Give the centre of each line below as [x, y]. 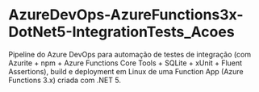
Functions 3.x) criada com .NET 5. [65, 80]
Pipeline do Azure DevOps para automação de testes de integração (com [130, 54]
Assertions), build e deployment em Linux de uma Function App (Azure [126, 71]
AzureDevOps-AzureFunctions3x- [126, 15]
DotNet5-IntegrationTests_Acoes [122, 32]
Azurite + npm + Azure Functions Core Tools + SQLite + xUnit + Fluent [125, 63]
